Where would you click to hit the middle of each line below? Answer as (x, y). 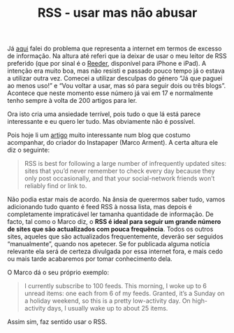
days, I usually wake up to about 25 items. (108, 309)
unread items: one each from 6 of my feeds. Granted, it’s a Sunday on (124, 293)
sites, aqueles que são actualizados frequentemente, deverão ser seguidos (115, 236)
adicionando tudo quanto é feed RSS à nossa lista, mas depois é (100, 207)
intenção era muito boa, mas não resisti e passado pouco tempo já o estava (116, 71)
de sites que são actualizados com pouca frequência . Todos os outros (110, 229)
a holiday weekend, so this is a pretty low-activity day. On (107, 301)
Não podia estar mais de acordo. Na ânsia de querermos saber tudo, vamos (116, 199)
